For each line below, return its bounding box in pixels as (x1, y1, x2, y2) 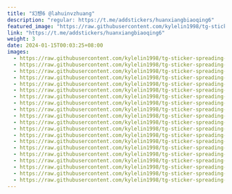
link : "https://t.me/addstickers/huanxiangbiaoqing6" (7, 29, 166, 36)
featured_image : (7, 23, 54, 30)
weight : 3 (7, 36, 36, 43)
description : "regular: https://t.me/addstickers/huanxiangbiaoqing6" (7, 17, 215, 23)
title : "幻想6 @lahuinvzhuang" (7, 10, 95, 17)
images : (7, 49, 30, 56)
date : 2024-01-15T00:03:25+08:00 (7, 42, 104, 49)
